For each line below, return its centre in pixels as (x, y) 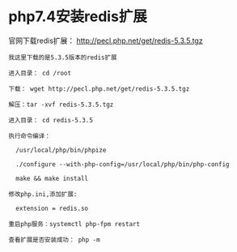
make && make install (52, 178)
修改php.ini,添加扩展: (43, 194)
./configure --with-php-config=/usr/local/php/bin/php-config (123, 164)
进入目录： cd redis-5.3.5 (51, 120)
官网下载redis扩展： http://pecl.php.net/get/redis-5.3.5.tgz (106, 41)
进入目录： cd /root (40, 73)
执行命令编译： (30, 136)
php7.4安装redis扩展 (78, 17)
